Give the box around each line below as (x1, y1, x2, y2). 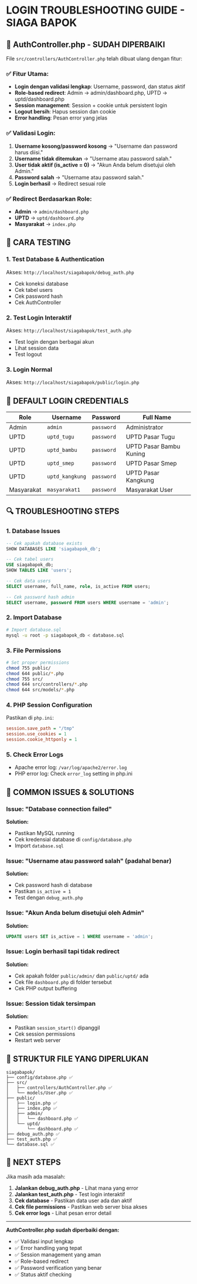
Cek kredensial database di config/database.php (14, 836, 132, 843)
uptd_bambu (46, 447, 77, 453)
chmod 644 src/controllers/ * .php (6, 681, 88, 687)
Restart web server (14, 1037, 61, 1044)
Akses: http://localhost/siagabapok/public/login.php (6, 379, 140, 386)
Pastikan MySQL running (14, 830, 75, 837)
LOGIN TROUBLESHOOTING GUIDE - (6, 4, 185, 17)
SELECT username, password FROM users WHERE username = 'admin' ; (6, 600, 169, 606)
